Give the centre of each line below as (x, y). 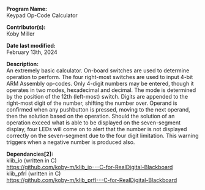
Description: (22, 64)
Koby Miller (20, 34)
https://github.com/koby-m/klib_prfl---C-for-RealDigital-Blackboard (92, 180)
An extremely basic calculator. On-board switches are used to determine (98, 70)
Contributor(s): (26, 27)
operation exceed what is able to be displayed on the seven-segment (94, 123)
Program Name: (27, 9)
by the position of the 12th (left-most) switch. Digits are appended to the (97, 97)
